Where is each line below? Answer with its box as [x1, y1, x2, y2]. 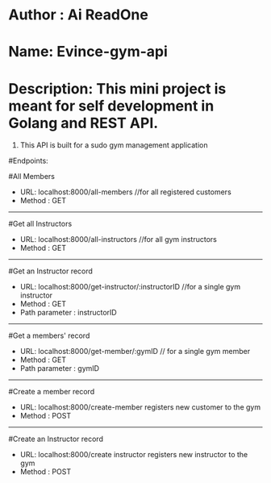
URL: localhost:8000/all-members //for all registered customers [19, 187, 231, 197]
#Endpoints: [8, 156, 48, 166]
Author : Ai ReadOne [8, 6, 149, 24]
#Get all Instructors [8, 219, 73, 229]
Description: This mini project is [8, 79, 227, 98]
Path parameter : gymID [19, 364, 99, 373]
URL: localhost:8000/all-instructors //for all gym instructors [19, 235, 218, 244]
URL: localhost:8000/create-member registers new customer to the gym [19, 402, 261, 412]
